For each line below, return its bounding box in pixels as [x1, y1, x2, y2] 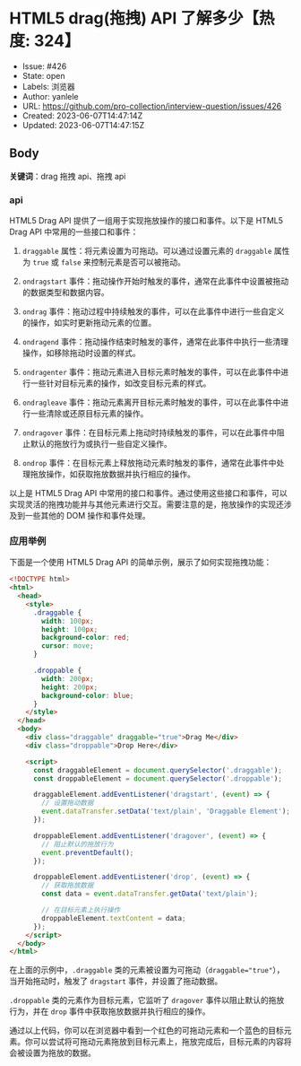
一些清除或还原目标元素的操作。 [30, 408, 149, 419]
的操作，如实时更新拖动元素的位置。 [21, 318, 157, 328]
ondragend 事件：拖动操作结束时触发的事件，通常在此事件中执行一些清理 [21, 336, 289, 347]
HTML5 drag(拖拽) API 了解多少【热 [9, 8, 275, 29]
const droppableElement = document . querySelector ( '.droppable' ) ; [32, 773, 282, 783]
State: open [21, 70, 65, 81]
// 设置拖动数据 [41, 799, 94, 808]
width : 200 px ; [41, 674, 94, 683]
